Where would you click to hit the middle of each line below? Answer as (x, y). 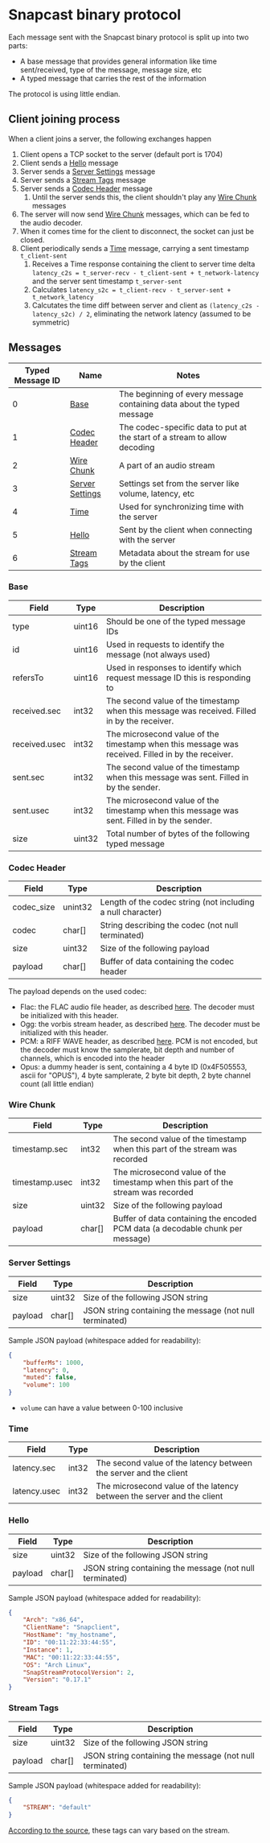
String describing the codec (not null (169, 926)
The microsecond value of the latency (167, 1486)
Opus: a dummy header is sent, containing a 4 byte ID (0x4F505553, (133, 1067)
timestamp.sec (40, 1149)
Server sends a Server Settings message (88, 171)
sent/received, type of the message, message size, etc (111, 69)
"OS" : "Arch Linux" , (57, 1665)
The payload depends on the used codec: (78, 992)
